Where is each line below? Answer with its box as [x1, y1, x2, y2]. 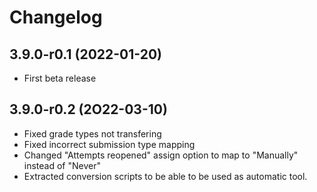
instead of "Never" [23, 159, 101, 171]
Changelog [9, 6, 103, 29]
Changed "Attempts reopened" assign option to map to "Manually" [23, 149, 299, 161]
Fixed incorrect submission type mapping [23, 138, 196, 150]
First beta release [23, 72, 97, 84]
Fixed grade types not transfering [23, 127, 162, 140]
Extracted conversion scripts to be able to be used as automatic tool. [23, 170, 308, 182]
